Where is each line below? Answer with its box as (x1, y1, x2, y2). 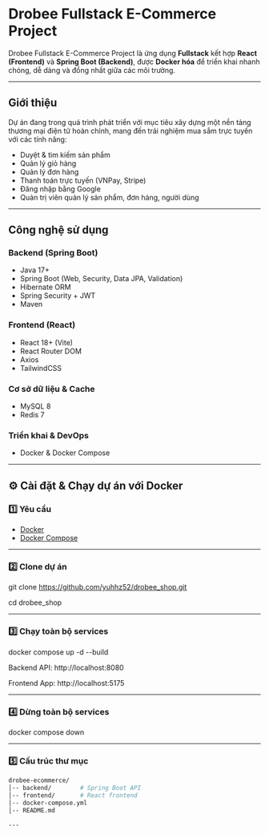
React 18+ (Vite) (19, 337, 74, 347)
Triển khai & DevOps (8, 429, 90, 441)
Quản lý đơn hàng (19, 167, 79, 176)
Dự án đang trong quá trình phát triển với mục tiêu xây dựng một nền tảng (8, 117, 251, 127)
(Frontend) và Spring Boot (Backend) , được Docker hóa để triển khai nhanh (8, 57, 260, 66)
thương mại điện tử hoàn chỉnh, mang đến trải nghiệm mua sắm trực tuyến (8, 126, 253, 135)
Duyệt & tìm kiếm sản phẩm (19, 150, 110, 159)
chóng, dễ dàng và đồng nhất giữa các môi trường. (8, 65, 176, 75)
